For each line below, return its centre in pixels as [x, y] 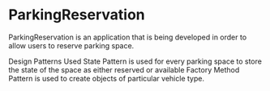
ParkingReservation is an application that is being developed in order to [128, 37]
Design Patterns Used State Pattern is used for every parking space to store [135, 61]
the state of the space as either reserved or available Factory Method [124, 69]
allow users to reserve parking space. [71, 45]
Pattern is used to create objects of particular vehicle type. [107, 78]
